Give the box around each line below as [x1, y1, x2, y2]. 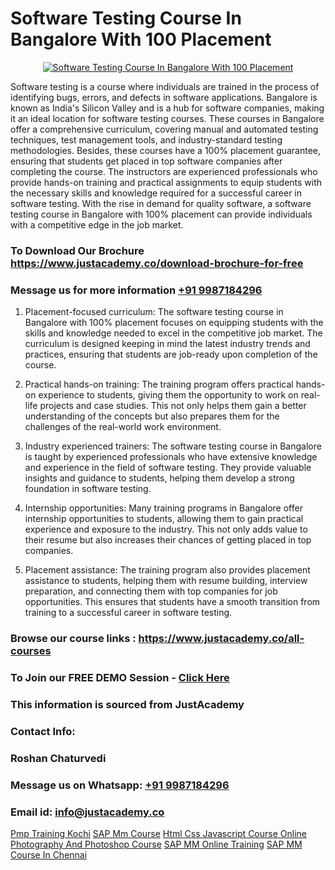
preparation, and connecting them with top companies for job [24, 585, 278, 597]
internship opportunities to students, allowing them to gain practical [24, 513, 304, 525]
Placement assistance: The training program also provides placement [24, 564, 311, 576]
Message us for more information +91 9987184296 [10, 283, 263, 297]
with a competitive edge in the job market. [10, 218, 184, 231]
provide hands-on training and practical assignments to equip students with [10, 176, 323, 188]
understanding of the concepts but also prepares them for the [24, 410, 280, 422]
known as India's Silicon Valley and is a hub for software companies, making [10, 102, 325, 114]
